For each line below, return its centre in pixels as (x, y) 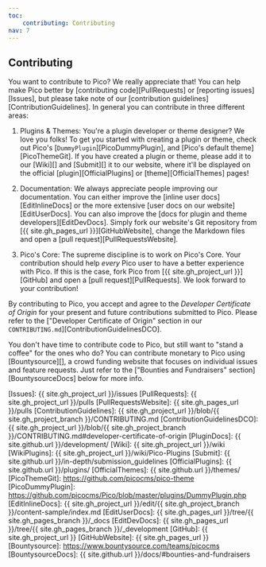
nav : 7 (19, 30)
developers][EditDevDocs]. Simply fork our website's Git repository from (138, 223)
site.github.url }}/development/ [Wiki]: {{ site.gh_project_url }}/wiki (117, 445)
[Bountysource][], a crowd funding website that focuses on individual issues (133, 362)
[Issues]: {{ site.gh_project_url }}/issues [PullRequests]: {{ (102, 394)
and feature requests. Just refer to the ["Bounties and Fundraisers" (118, 370)
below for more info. (111, 379)
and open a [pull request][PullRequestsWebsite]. (99, 239)
